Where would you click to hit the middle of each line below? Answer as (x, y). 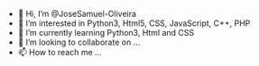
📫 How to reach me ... (60, 52)
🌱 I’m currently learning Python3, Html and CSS (106, 33)
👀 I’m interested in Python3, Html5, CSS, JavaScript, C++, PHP (134, 23)
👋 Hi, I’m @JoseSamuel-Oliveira (77, 14)
